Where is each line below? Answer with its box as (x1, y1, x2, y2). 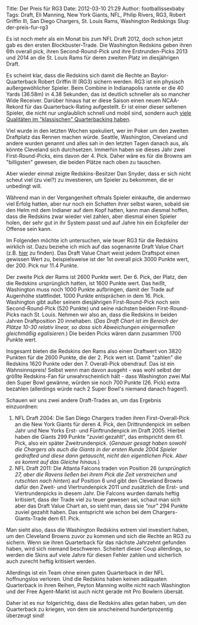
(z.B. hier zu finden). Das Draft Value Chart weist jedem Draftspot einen (6, 249, 180, 256)
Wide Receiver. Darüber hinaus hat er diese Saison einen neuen (6, 97, 161, 104)
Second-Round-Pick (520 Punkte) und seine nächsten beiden (6, 305, 157, 312)
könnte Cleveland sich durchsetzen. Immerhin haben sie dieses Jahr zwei (6, 146, 185, 153)
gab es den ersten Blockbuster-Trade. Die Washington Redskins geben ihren (6, 41, 192, 48)
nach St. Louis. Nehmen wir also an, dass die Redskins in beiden (20, 311, 177, 318)
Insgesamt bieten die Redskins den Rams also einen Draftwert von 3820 (6, 348, 182, 354)
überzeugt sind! (6, 612, 45, 619)
